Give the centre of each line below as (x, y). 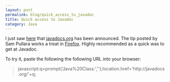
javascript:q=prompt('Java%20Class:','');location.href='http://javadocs (91, 69)
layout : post (19, 10)
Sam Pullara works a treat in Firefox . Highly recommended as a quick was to (85, 44)
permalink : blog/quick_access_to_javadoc (50, 15)
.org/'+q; (27, 74)
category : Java (21, 24)
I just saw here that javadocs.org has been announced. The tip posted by (81, 38)
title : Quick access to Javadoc (39, 19)
